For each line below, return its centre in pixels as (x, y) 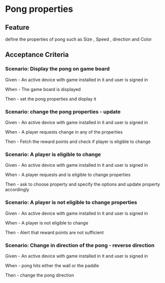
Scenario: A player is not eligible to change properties (71, 202)
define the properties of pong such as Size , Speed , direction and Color (79, 39)
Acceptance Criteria (37, 55)
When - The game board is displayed (43, 89)
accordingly (17, 189)
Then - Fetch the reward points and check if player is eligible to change (78, 141)
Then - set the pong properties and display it (51, 99)
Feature (17, 27)
